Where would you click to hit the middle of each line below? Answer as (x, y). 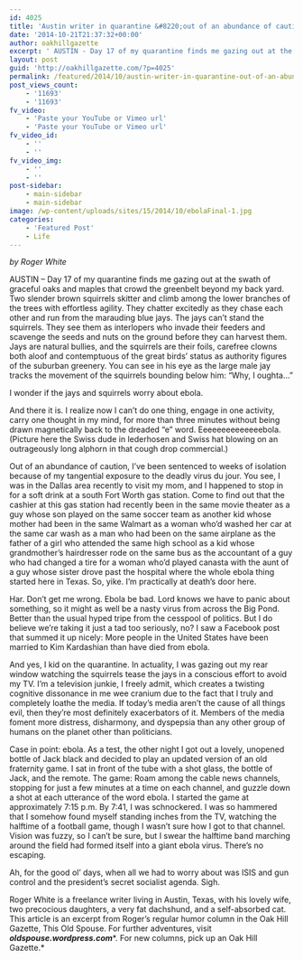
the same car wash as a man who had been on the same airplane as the (143, 533)
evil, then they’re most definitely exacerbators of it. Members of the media (147, 713)
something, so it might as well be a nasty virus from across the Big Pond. (145, 609)
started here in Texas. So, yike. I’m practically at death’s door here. (133, 582)
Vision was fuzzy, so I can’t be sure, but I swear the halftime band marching (150, 836)
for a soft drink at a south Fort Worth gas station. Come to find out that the (147, 495)
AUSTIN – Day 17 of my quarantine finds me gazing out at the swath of (140, 279)
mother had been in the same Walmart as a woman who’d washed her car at (151, 524)
